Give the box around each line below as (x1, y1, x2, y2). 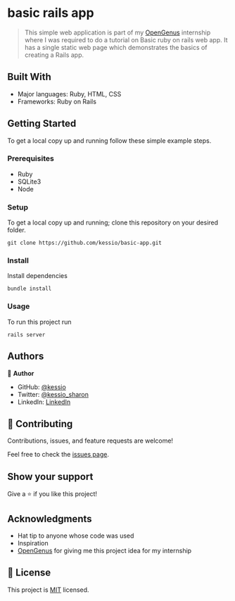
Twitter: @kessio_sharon (17, 390, 89, 398)
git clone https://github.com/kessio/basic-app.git (7, 239, 162, 247)
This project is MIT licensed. (7, 586, 89, 594)
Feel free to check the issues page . (7, 450, 109, 459)
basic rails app (7, 5, 94, 21)
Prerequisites (7, 153, 54, 163)
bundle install (7, 285, 52, 293)
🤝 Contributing (7, 417, 73, 430)
